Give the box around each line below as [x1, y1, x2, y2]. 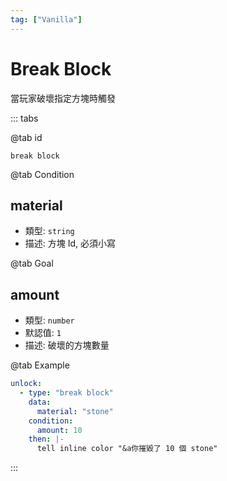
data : [28, 397, 52, 407]
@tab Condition [10, 168, 75, 180]
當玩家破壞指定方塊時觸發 [10, 92, 116, 104]
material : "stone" [36, 406, 114, 416]
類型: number [24, 314, 75, 326]
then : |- [28, 434, 65, 445]
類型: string [24, 225, 75, 237]
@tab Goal [10, 257, 54, 270]
